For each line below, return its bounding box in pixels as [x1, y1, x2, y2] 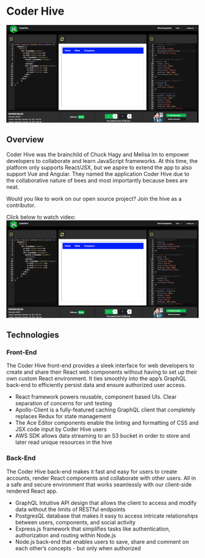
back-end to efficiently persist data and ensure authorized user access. [6, 382, 186, 389]
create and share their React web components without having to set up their [6, 368, 198, 376]
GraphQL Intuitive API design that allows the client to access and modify [15, 499, 197, 506]
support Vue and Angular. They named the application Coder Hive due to [6, 170, 190, 178]
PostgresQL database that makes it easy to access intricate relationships [15, 512, 198, 520]
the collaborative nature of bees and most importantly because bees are [6, 176, 188, 184]
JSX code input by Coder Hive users [15, 426, 107, 433]
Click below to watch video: [6, 213, 76, 220]
